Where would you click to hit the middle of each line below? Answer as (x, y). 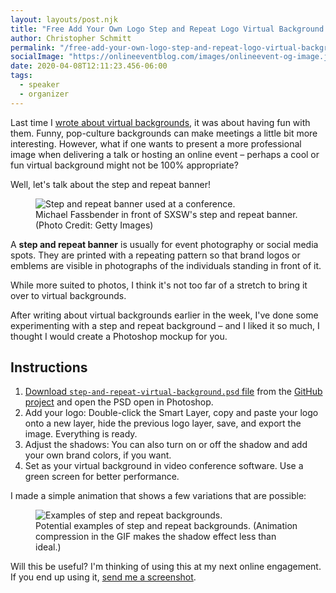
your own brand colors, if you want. (98, 455)
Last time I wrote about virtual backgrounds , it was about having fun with (160, 122)
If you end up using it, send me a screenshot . (103, 577)
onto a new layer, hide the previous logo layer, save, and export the (163, 423)
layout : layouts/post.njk (64, 19)
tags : (21, 76)
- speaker (39, 85)
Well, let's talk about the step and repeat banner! (110, 184)
